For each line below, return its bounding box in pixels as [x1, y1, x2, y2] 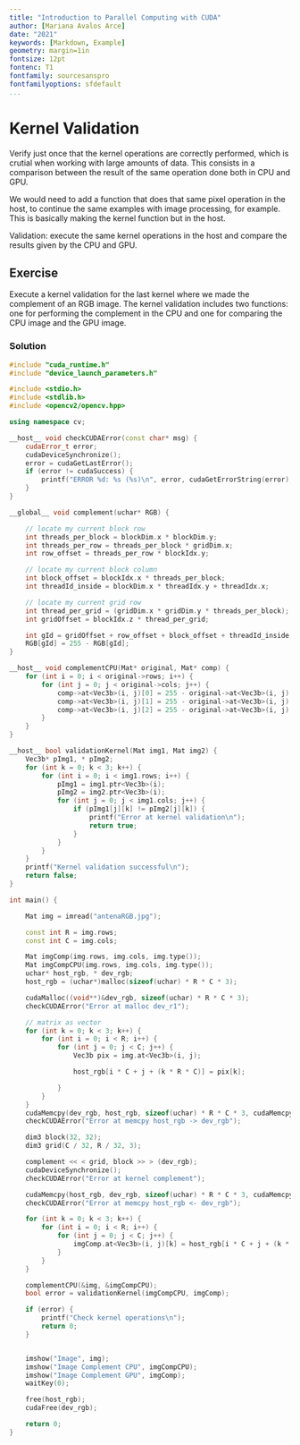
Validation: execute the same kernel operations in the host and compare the [9, 230, 287, 241]
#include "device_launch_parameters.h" [9, 369, 158, 378]
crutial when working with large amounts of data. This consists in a [9, 157, 255, 168]
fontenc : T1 [9, 64, 54, 72]
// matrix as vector [25, 1017, 102, 1027]
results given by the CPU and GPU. [9, 239, 137, 251]
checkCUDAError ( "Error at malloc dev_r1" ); [25, 1001, 190, 1011]
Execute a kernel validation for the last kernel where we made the [9, 289, 250, 300]
